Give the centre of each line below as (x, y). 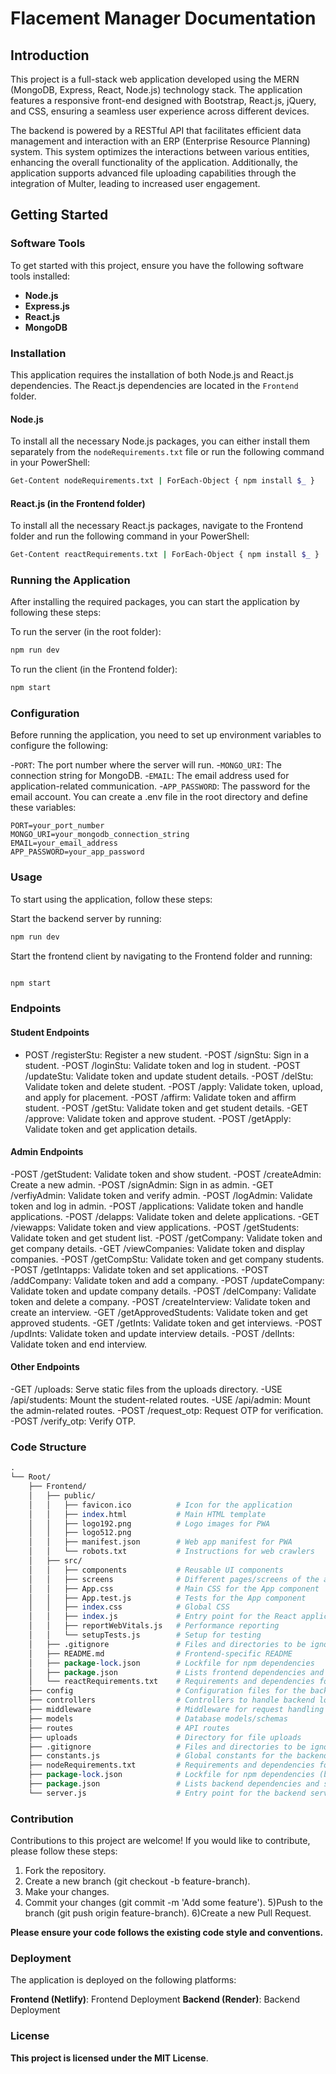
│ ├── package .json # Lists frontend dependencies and (176, 1672)
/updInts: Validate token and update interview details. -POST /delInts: (152, 1333)
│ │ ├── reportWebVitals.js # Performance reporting (154, 1626)
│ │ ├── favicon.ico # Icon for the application (160, 1505)
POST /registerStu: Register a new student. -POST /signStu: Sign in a (167, 1054)
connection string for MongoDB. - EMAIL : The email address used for (150, 776)
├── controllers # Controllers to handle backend (171, 1700)
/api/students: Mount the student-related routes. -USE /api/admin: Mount (160, 1400)
